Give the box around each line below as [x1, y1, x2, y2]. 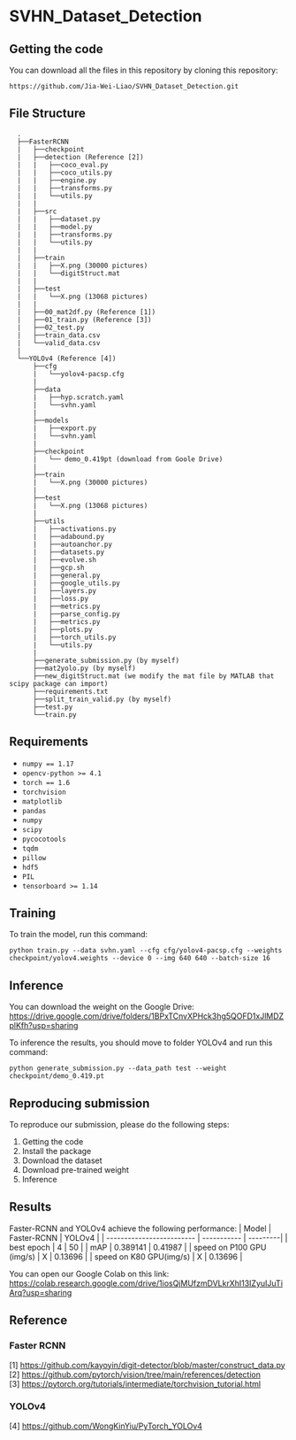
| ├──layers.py [32, 586, 97, 595]
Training [9, 905, 57, 921]
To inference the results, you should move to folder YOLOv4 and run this [9, 1037, 273, 1048]
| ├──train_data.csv [17, 330, 101, 340]
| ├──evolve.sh [32, 555, 97, 564]
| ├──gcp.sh [32, 563, 86, 572]
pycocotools [21, 835, 66, 843]
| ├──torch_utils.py [32, 633, 117, 642]
